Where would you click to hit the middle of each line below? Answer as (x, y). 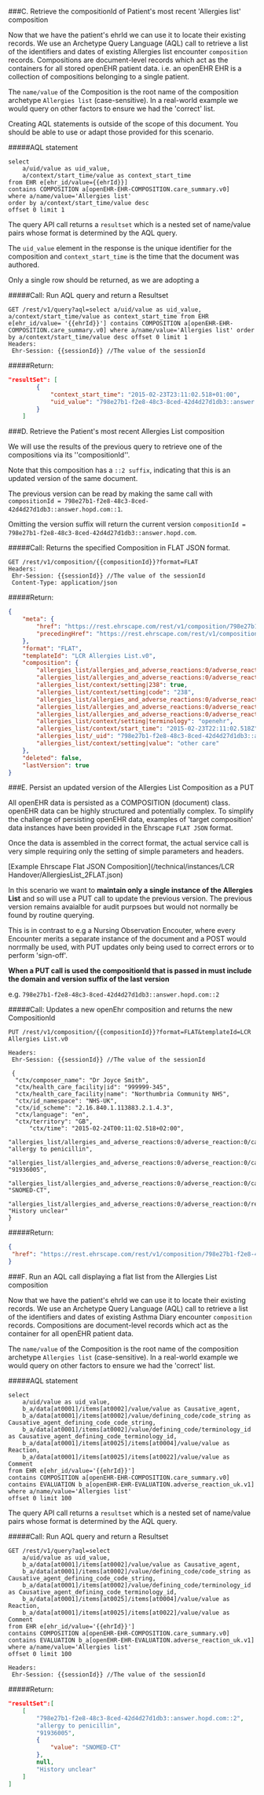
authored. (24, 265)
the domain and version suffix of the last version (89, 979)
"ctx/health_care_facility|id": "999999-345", (93, 1088)
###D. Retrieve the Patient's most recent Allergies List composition (117, 431)
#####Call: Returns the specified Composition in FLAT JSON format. (119, 548)
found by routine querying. (51, 916)
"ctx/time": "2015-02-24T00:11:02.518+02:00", (106, 1129)
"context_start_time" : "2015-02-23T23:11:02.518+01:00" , (145, 395)
